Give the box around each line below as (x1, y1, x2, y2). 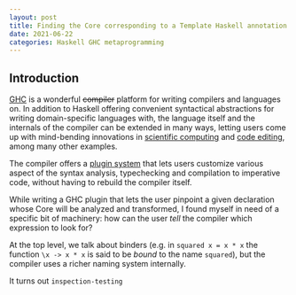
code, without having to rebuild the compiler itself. (9, 177, 192, 188)
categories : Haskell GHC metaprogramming (9, 37, 165, 47)
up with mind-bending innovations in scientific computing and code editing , (9, 132, 285, 143)
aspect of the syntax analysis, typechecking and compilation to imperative (9, 167, 281, 178)
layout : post (9, 12, 58, 22)
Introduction (9, 70, 80, 85)
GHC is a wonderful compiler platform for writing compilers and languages (9, 94, 281, 105)
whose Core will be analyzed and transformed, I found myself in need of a (9, 204, 279, 214)
